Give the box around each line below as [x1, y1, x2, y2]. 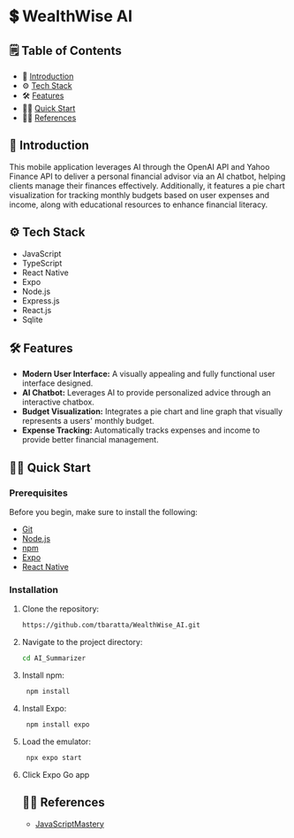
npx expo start [26, 753, 82, 762]
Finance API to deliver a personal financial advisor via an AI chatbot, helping [9, 171, 286, 181]
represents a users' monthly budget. [21, 416, 155, 427]
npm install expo [26, 720, 90, 729]
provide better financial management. [21, 434, 159, 445]
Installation [9, 584, 59, 596]
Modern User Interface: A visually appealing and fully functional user [21, 369, 275, 380]
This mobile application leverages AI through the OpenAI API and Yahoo [9, 161, 270, 172]
